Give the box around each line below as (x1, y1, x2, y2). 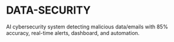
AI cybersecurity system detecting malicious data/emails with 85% (6, 23, 168, 30)
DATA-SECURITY (6, 4, 91, 17)
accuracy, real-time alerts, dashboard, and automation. (6, 29, 140, 36)
